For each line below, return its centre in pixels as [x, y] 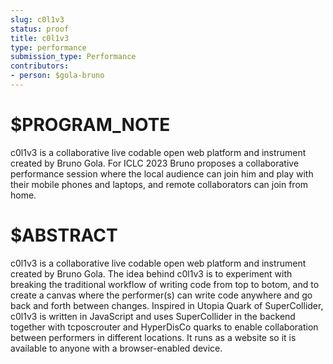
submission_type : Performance [73, 57]
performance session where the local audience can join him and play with [162, 173]
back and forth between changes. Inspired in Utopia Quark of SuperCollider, [167, 305]
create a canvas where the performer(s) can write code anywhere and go [161, 295]
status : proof [40, 29]
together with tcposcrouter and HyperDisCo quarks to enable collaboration [164, 327]
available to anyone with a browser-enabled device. [116, 348]
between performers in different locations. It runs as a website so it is [153, 337]
